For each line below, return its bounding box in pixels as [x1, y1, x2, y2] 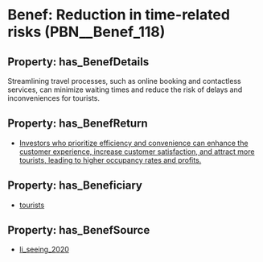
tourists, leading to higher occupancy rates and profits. [18, 155, 202, 164]
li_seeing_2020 [18, 244, 70, 255]
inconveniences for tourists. [7, 94, 101, 102]
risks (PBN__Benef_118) [7, 23, 166, 41]
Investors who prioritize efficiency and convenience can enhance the [18, 138, 249, 148]
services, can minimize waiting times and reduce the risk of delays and [7, 85, 243, 94]
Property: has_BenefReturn [7, 117, 148, 131]
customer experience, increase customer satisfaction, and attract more [18, 147, 255, 156]
